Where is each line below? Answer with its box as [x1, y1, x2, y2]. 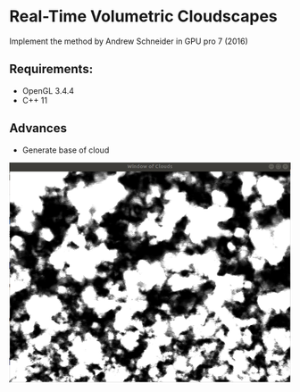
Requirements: [9, 62, 94, 77]
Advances [9, 121, 67, 136]
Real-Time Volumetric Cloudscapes [9, 6, 279, 27]
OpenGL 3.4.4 [21, 85, 74, 96]
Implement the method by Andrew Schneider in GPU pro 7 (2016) [9, 36, 248, 46]
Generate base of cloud [21, 145, 110, 155]
